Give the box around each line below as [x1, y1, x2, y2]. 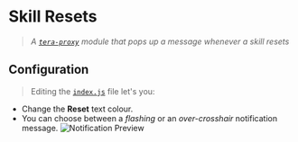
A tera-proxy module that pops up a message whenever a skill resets [30, 36, 290, 47]
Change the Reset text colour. [21, 103, 134, 114]
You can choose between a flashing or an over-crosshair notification [21, 112, 277, 123]
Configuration [8, 62, 89, 77]
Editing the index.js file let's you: [30, 85, 155, 96]
